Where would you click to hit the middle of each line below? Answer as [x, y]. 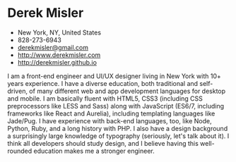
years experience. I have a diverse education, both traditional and [103, 83]
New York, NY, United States [59, 32]
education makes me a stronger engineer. [94, 151]
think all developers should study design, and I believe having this [103, 143]
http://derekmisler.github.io [57, 62]
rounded [20, 151]
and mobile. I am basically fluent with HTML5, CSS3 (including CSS [105, 98]
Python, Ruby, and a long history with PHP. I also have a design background [118, 128]
